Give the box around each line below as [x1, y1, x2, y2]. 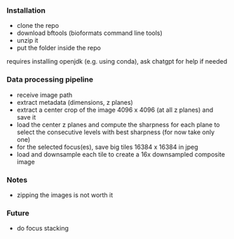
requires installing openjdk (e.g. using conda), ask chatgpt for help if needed [6, 57, 228, 66]
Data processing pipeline [6, 75, 94, 85]
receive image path [16, 90, 73, 99]
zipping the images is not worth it [16, 191, 113, 199]
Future [6, 208, 29, 218]
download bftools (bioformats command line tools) [16, 29, 163, 37]
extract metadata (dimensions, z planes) [16, 98, 134, 106]
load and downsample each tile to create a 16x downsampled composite [16, 150, 226, 159]
